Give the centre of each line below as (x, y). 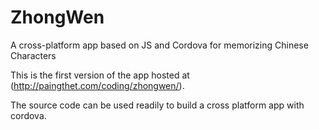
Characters (33, 55)
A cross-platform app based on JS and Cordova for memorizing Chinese (159, 45)
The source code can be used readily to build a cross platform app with (157, 105)
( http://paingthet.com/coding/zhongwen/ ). (97, 85)
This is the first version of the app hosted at (100, 75)
